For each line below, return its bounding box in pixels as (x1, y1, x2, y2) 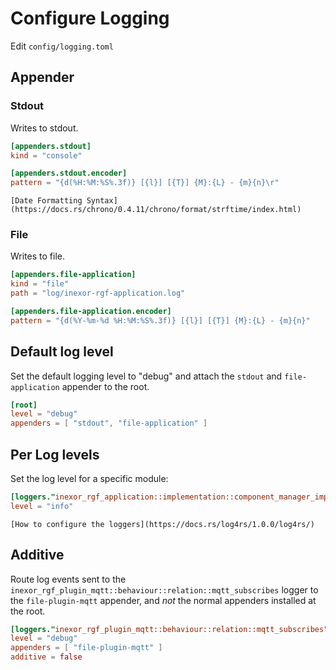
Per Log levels (10, 446, 100, 463)
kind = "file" (10, 279, 70, 289)
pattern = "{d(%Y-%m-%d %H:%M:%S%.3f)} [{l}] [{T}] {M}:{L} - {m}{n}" (10, 315, 311, 326)
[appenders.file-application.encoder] (10, 307, 172, 317)
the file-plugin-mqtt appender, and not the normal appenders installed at (10, 594, 317, 606)
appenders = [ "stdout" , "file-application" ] (10, 418, 208, 429)
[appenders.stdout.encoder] (10, 168, 128, 179)
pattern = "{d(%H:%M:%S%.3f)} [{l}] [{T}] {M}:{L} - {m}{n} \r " (10, 178, 280, 188)
